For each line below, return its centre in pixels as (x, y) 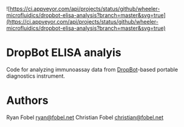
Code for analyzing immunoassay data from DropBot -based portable (92, 69)
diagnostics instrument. (36, 76)
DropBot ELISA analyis (64, 53)
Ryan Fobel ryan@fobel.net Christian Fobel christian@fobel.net (85, 117)
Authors (27, 101)
